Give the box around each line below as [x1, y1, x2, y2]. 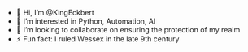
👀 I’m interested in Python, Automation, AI [15, 16, 156, 26]
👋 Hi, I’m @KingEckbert [15, 8, 95, 17]
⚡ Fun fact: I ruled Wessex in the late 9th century [15, 34, 180, 44]
